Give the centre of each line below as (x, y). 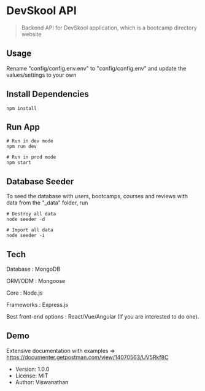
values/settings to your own (41, 75)
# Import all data (30, 230)
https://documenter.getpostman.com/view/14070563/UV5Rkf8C (87, 357)
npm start (19, 163)
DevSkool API (41, 11)
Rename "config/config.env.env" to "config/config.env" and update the (96, 68)
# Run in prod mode (31, 157)
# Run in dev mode (30, 141)
